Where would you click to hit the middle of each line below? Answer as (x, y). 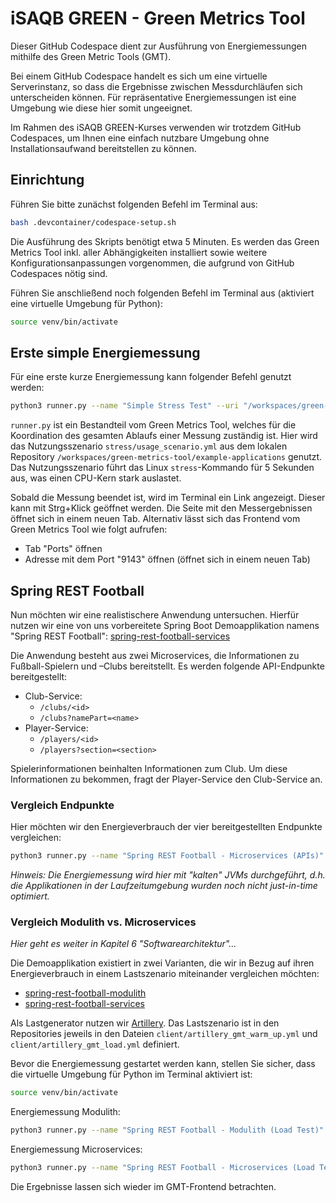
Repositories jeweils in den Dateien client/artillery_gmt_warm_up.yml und (164, 1034)
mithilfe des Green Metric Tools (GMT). (91, 56)
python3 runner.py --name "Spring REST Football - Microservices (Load (162, 1168)
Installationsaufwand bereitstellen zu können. (103, 148)
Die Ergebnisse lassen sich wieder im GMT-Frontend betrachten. (143, 1187)
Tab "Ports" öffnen (63, 549)
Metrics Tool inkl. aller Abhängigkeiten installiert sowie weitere (139, 252)
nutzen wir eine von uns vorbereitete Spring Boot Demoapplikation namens (165, 625)
